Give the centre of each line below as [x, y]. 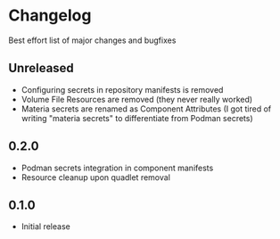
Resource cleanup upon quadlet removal [96, 177]
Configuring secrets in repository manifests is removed [122, 89]
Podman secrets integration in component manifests [117, 168]
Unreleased [41, 68]
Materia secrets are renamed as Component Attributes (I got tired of [146, 109]
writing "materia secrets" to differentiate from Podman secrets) [137, 118]
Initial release [45, 227]
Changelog [50, 16]
